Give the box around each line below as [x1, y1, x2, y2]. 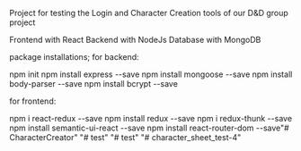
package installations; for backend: [9, 52, 139, 62]
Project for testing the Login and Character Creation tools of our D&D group [9, 8, 289, 18]
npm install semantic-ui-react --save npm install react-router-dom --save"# [9, 122, 289, 133]
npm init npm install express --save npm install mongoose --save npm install [9, 69, 293, 80]
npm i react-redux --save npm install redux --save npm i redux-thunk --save [9, 113, 293, 123]
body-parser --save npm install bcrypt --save [9, 79, 178, 88]
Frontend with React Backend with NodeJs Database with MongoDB [9, 35, 261, 45]
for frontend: [9, 96, 57, 106]
